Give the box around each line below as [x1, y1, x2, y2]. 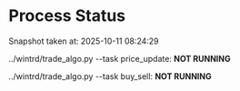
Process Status [8, 5, 126, 26]
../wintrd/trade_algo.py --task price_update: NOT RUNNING [8, 53, 231, 64]
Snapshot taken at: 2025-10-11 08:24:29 [8, 35, 160, 46]
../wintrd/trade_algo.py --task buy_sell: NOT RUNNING [8, 70, 212, 82]
